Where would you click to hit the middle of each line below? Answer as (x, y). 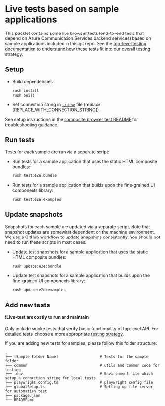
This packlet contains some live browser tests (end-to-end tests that (75, 33)
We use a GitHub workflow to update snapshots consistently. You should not (83, 237)
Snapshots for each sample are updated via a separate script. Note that (78, 226)
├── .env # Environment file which (79, 374)
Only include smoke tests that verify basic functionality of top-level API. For (82, 329)
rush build (23, 95)
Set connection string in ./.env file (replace (56, 104)
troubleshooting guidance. (32, 125)
